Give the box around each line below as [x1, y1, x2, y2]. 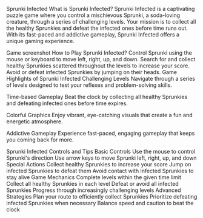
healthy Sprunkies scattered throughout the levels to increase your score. [6, 62, 190, 69]
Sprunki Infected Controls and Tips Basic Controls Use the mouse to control [6, 148, 196, 155]
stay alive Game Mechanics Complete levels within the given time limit [6, 174, 182, 181]
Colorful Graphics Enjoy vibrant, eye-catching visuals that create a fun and [6, 112, 193, 118]
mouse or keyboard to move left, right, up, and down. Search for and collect [6, 56, 196, 63]
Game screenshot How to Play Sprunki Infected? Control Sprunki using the [6, 49, 192, 56]
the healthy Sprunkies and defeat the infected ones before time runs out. [6, 24, 188, 32]
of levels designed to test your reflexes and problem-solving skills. [6, 81, 172, 89]
